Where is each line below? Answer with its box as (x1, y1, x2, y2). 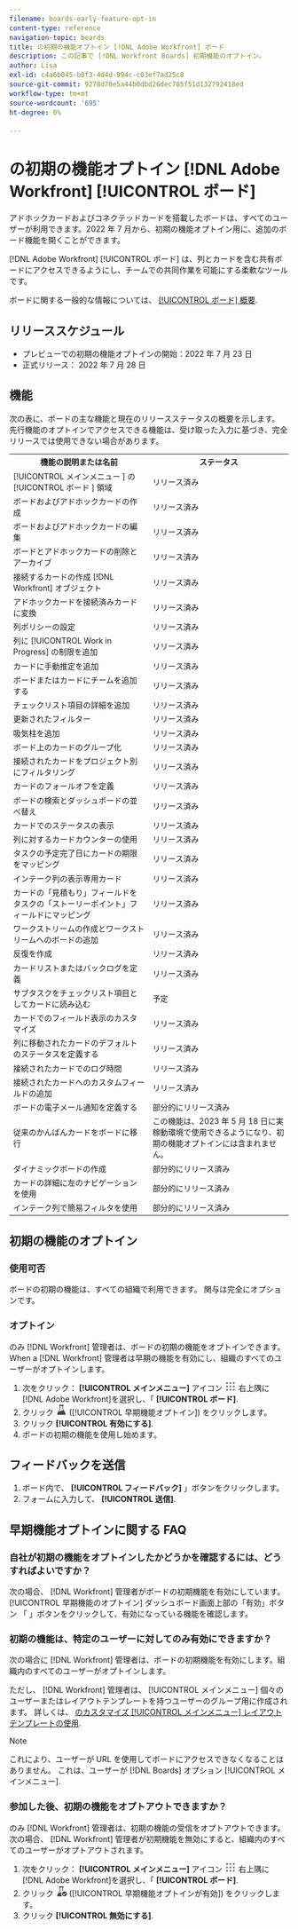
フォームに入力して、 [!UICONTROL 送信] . (21, 1494, 176, 1505)
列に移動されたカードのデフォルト (12, 1038, 137, 1048)
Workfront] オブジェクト (12, 582, 102, 593)
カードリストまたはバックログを (12, 962, 130, 973)
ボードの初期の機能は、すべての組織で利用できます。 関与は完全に (9, 1284, 251, 1295)
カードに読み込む (27, 999, 91, 1009)
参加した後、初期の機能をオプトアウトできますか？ (9, 1800, 228, 1813)
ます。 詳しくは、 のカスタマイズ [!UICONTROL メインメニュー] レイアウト (9, 1707, 283, 1718)
